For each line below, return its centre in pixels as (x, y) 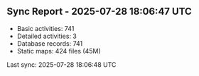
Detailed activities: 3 (47, 36)
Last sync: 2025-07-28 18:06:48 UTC (61, 64)
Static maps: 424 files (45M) (59, 51)
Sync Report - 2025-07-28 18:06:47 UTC (99, 12)
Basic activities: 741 (45, 28)
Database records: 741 (50, 43)
